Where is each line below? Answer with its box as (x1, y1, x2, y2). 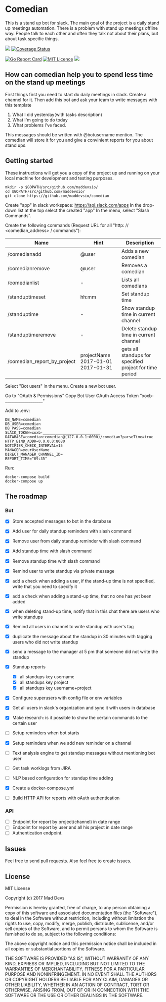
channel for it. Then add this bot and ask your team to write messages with (5, 97, 158, 103)
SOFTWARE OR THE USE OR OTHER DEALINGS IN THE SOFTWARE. (5, 992, 144, 998)
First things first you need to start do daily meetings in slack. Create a (5, 91, 147, 97)
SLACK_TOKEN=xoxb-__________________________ (5, 430, 100, 435)
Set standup (121, 290, 150, 297)
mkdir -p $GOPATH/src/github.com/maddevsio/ (5, 184, 98, 189)
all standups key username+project (19, 685, 92, 691)
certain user (12, 720, 37, 726)
